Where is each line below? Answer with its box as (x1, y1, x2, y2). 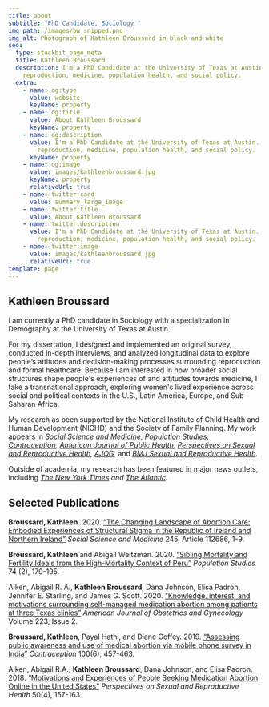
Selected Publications (8, 496, 120, 509)
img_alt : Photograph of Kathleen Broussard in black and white (8, 34, 224, 42)
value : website (29, 94, 81, 102)
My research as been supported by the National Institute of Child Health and (8, 415, 260, 424)
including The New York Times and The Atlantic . (8, 473, 168, 483)
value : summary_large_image (29, 198, 124, 206)
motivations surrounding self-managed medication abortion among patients (8, 600, 258, 609)
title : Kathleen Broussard (15, 57, 106, 65)
